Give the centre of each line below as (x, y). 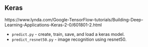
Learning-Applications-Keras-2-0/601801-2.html (53, 25)
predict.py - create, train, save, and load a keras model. (68, 34)
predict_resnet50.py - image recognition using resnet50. (69, 39)
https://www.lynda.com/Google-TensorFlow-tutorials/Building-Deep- (74, 19)
